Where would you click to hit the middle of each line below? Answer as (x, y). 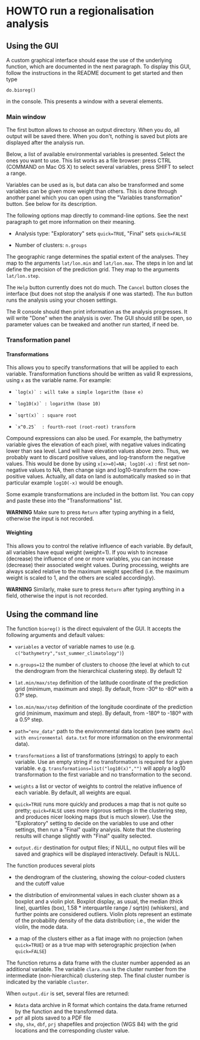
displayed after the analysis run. (45, 142)
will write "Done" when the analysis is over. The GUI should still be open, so (99, 318)
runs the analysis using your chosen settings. (62, 300)
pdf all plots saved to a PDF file (53, 1018)
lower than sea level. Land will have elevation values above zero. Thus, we (98, 451)
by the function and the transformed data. (66, 1012)
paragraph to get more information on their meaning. (71, 222)
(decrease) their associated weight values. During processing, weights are (98, 565)
